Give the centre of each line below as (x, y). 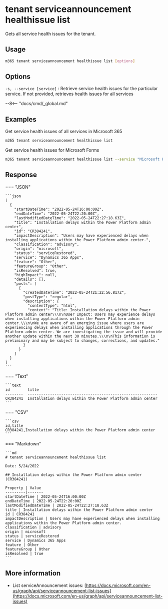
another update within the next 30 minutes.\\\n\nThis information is (80, 336)
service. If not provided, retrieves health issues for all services (69, 94)
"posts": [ (25, 284)
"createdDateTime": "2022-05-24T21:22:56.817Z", (75, 292)
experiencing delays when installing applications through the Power (79, 327)
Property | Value (23, 488)
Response (21, 175)
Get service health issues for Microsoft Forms (52, 150)
